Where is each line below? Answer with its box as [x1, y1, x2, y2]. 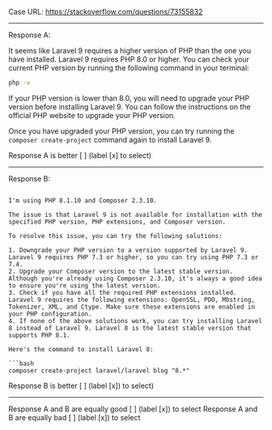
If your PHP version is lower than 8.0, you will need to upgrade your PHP [8, 93, 249, 103]
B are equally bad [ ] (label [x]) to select [8, 412, 141, 422]
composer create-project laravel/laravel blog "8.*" [8, 366, 190, 375]
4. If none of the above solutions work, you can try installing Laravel [8, 317, 263, 325]
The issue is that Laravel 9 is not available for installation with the [8, 211, 263, 219]
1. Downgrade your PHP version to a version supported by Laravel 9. [8, 246, 249, 254]
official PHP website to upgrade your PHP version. [8, 110, 176, 120]
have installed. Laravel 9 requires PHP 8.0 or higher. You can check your [8, 54, 249, 64]
